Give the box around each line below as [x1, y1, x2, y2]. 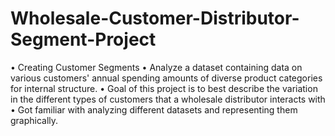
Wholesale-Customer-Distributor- [10, 7, 300, 30]
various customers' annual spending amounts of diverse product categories [10, 72, 323, 84]
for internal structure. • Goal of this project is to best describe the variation [10, 82, 318, 94]
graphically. [10, 114, 59, 126]
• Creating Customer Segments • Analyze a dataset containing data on [10, 61, 303, 73]
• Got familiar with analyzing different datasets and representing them [10, 103, 298, 116]
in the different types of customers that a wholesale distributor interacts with [10, 93, 326, 105]
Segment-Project [10, 28, 157, 51]
